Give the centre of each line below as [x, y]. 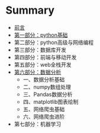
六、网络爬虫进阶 [44, 116]
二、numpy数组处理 [47, 87]
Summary [30, 10]
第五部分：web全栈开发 [43, 64]
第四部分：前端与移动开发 [45, 57]
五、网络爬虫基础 [44, 109]
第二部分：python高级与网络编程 [54, 42]
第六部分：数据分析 [38, 72]
